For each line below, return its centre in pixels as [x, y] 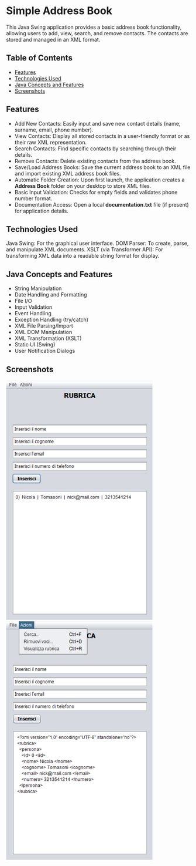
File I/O [23, 301]
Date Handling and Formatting [51, 295]
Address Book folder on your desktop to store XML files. [83, 186]
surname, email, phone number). [54, 130]
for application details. [41, 211]
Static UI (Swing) [35, 345]
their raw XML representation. [50, 142]
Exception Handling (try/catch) [51, 320]
